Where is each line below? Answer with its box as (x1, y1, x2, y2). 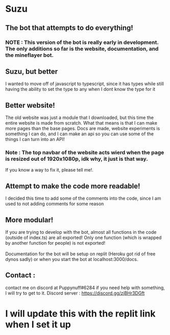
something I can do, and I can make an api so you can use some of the (5, 131, 154, 137)
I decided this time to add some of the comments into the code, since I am (5, 195, 161, 202)
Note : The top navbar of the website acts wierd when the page (5, 149, 164, 156)
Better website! (5, 101, 55, 110)
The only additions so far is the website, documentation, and (5, 45, 159, 52)
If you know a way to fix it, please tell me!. (5, 167, 93, 173)
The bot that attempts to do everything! (5, 23, 134, 32)
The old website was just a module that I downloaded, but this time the (5, 114, 154, 121)
